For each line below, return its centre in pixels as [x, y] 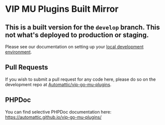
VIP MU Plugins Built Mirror [62, 9]
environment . [18, 52]
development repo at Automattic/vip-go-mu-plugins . [58, 84]
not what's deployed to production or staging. [77, 35]
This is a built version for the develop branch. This [82, 27]
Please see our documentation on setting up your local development [74, 47]
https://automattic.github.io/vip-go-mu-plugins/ [53, 117]
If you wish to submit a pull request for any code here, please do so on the [81, 79]
